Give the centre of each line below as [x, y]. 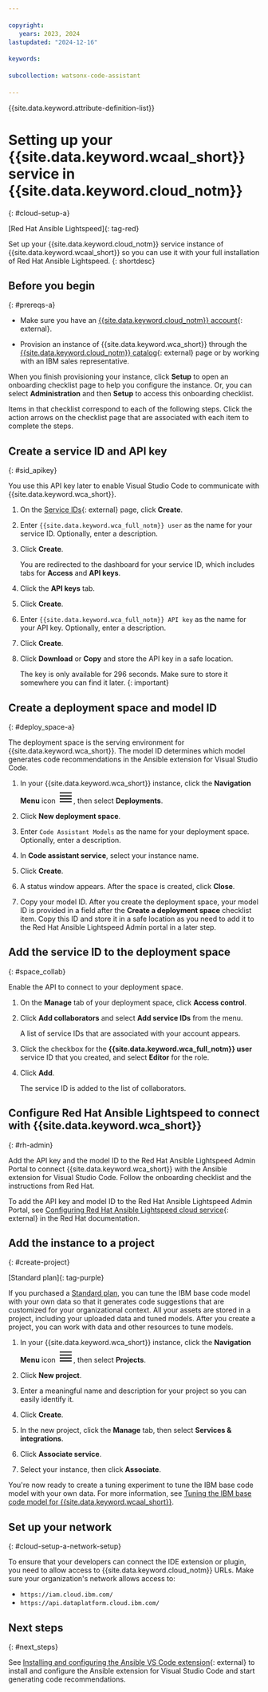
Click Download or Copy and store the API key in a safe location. [126, 659]
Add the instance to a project [82, 1243]
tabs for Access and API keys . [70, 573]
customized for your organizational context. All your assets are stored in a [130, 1310]
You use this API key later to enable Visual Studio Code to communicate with [134, 486]
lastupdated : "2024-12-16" [53, 42]
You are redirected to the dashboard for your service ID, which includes [137, 565]
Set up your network [60, 1527]
